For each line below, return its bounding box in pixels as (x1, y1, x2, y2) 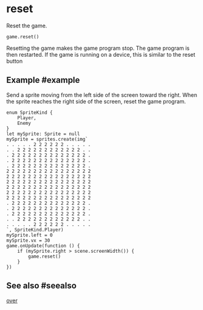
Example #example (6, 75, 80, 85)
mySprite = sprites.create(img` (6, 136, 88, 142)
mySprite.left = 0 (6, 232, 53, 238)
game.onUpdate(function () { (6, 242, 80, 248)
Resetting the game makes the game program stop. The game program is (6, 44, 190, 52)
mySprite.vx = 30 (6, 237, 50, 244)
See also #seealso (6, 281, 77, 291)
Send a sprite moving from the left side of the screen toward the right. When (6, 91, 198, 99)
